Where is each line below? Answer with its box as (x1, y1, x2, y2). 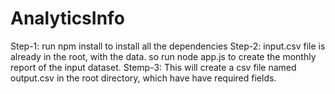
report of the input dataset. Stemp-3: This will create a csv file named (10, 61, 297, 73)
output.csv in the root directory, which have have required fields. (10, 72, 277, 84)
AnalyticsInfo (10, 7, 125, 30)
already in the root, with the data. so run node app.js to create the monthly (10, 50, 317, 62)
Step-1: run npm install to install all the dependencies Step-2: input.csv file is (10, 40, 326, 52)
